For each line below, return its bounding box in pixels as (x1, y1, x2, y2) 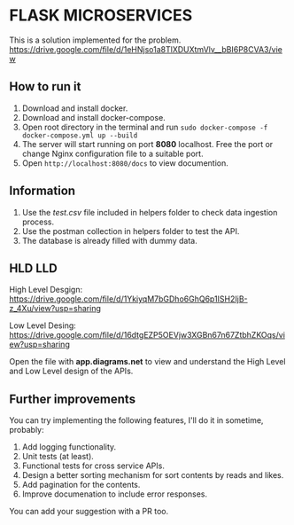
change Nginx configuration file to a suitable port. (21, 148, 204, 159)
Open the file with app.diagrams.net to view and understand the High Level (9, 357, 286, 367)
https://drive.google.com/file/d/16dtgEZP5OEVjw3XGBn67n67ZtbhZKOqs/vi (9, 330, 286, 341)
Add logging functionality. (21, 442, 117, 452)
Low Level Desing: (9, 320, 77, 331)
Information (9, 184, 76, 199)
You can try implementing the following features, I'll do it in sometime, (9, 415, 264, 426)
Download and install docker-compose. (21, 112, 166, 122)
